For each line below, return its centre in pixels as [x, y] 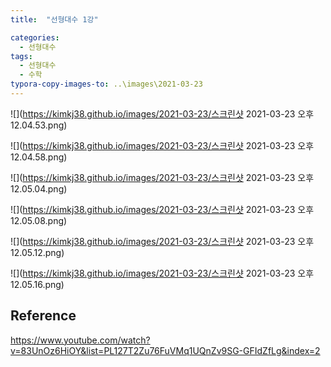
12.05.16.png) [37, 284]
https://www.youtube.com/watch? [80, 340]
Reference [43, 316]
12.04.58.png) [39, 157]
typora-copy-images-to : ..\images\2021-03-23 [106, 84]
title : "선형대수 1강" [54, 19]
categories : [35, 37]
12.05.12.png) [37, 252]
